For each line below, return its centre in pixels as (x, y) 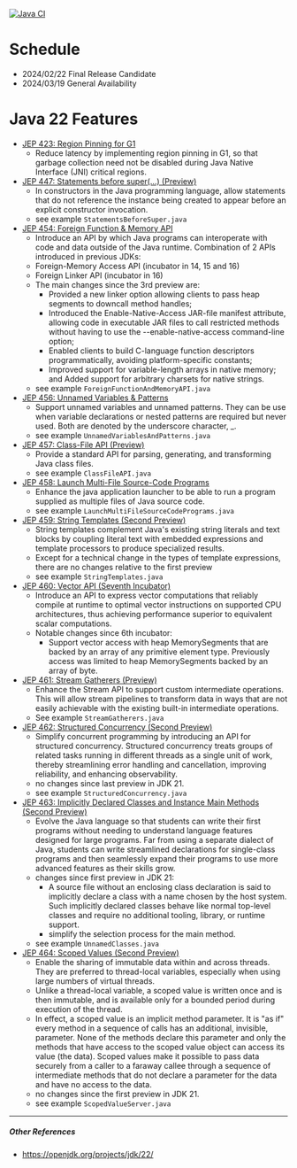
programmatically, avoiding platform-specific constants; (150, 360)
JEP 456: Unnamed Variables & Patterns (95, 398)
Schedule (45, 50)
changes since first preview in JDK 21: (105, 878)
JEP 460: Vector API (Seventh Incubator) (96, 585)
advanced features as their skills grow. (105, 868)
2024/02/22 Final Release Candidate (89, 73)
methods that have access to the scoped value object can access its (160, 1047)
